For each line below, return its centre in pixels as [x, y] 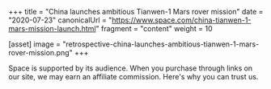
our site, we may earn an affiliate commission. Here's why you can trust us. [133, 77]
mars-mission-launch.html [52, 28]
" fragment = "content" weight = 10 [154, 28]
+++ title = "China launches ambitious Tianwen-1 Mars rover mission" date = [136, 12]
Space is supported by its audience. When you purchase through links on [131, 68]
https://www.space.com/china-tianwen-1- [182, 20]
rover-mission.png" [40, 53]
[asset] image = [34, 44]
